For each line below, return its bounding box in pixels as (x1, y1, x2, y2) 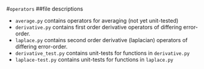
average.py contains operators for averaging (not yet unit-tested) (15, 17, 179, 24)
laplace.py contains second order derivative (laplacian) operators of (15, 37, 188, 43)
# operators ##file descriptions (6, 5, 84, 12)
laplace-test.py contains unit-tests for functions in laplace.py (15, 56, 174, 63)
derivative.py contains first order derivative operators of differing (15, 24, 182, 31)
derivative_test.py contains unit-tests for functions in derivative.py (15, 49, 190, 57)
